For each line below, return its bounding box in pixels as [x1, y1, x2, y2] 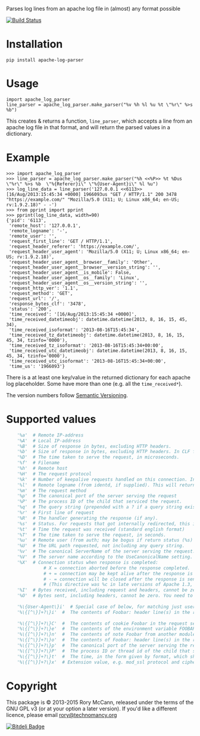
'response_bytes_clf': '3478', [8, 301, 86, 307]
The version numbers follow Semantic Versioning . [6, 391, 129, 398]
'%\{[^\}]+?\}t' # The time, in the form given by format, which [17, 653, 187, 660]
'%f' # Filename [17, 460, 60, 466]
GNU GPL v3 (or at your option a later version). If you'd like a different [6, 705, 177, 712]
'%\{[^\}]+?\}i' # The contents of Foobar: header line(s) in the [17, 609, 190, 615]
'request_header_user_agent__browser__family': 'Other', [8, 259, 153, 265]
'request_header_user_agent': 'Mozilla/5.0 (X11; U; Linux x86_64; [8, 248, 180, 255]
